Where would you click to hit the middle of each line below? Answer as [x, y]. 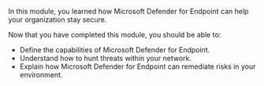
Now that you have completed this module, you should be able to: [115, 35]
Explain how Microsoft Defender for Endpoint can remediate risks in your [138, 66]
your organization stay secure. [58, 20]
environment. [41, 75]
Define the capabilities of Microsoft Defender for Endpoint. [115, 50]
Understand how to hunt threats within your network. [105, 58]
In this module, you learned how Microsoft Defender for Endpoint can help [128, 11]
